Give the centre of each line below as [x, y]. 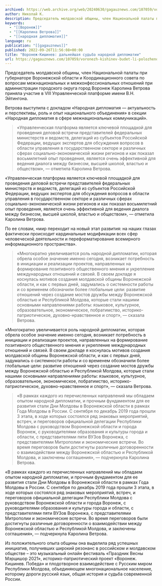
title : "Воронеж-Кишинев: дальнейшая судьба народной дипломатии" [73, 54]
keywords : [15, 23]
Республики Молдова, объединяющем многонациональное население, [79, 569]
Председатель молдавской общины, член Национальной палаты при [76, 73]
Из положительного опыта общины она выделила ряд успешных [72, 543]
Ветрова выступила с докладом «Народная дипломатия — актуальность [80, 108]
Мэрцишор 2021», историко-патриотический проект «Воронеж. [71, 559]
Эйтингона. [17, 99]
